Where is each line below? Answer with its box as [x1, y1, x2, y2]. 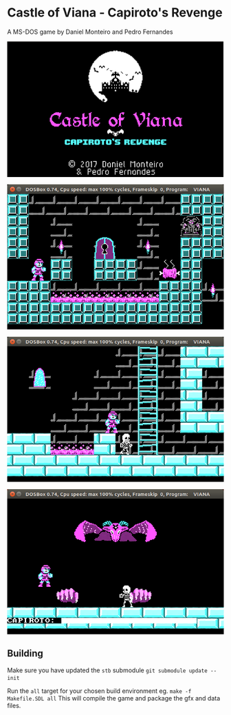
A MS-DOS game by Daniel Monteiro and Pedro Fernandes [7, 28, 173, 36]
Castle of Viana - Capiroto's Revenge [7, 5, 223, 21]
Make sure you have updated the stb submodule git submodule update [7, 666, 208, 674]
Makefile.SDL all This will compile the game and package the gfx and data [7, 694, 221, 702]
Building [7, 647, 43, 659]
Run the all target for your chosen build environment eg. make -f [7, 687, 192, 695]
